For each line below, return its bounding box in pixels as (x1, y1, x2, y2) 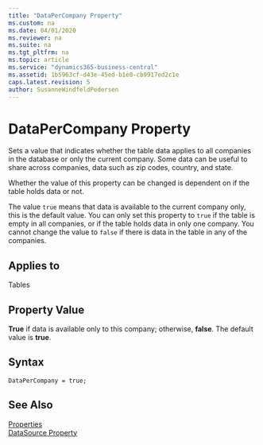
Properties (8, 419, 43, 429)
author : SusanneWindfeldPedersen (8, 85, 119, 94)
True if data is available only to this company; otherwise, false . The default (8, 323, 253, 334)
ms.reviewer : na (8, 33, 62, 42)
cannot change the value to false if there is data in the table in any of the (8, 227, 248, 237)
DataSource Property (8, 428, 78, 437)
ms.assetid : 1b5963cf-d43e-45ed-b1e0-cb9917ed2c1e (8, 71, 180, 79)
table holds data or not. (8, 187, 85, 196)
